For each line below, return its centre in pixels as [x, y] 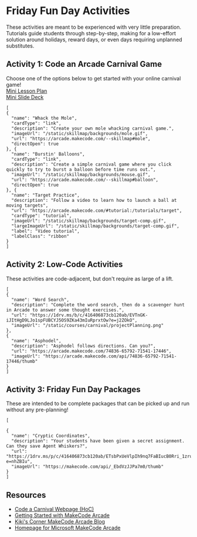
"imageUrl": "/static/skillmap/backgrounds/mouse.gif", [81, 174]
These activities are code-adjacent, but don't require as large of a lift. [90, 278]
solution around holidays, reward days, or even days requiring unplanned [94, 39]
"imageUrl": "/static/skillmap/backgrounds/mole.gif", [80, 133]
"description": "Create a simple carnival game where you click [91, 164]
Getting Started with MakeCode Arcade [62, 515]
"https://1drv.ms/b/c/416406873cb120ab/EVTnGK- [89, 315]
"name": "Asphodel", [36, 341]
